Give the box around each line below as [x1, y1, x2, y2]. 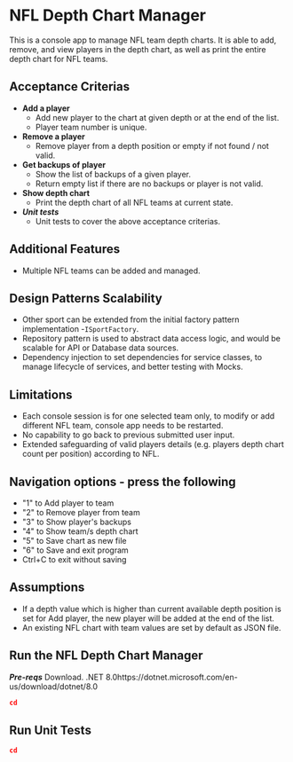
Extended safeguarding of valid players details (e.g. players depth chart [21, 439, 284, 450]
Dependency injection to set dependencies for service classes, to [21, 352, 263, 363]
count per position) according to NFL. [21, 449, 160, 460]
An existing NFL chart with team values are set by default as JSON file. [21, 622, 281, 632]
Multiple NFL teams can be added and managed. [21, 265, 202, 276]
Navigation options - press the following [9, 474, 237, 489]
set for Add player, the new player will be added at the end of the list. [21, 613, 275, 624]
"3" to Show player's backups [21, 516, 131, 527]
